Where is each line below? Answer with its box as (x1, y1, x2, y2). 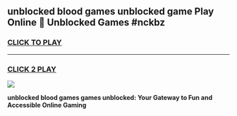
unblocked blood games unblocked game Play (7, 6, 214, 18)
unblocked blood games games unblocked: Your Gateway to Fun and (7, 93, 213, 101)
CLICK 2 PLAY (7, 64, 56, 74)
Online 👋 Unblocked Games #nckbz (7, 17, 166, 29)
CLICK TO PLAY (7, 38, 62, 48)
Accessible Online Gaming (7, 101, 87, 109)
